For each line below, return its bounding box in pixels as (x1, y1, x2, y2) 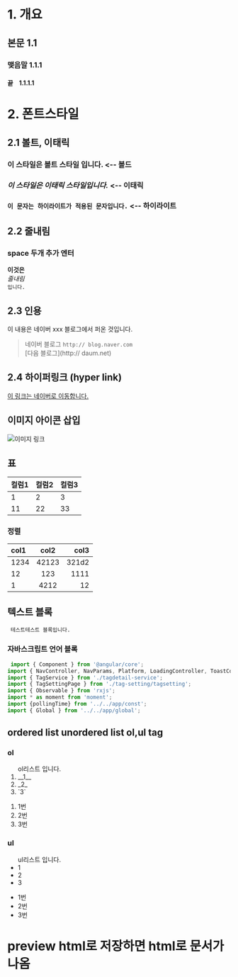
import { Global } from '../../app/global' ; (7, 706, 141, 714)
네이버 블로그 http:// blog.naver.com (24, 339, 133, 348)
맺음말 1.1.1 (7, 60, 42, 69)
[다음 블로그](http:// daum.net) (24, 349, 112, 357)
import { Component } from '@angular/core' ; (10, 660, 144, 668)
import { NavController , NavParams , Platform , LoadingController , (7, 667, 208, 674)
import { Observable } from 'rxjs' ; (7, 687, 115, 694)
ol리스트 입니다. (17, 764, 62, 773)
